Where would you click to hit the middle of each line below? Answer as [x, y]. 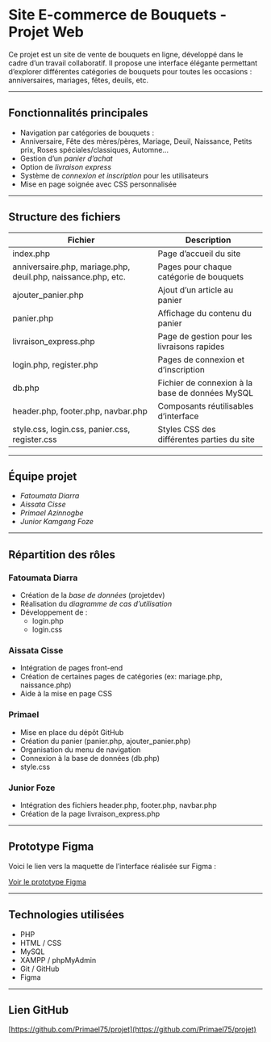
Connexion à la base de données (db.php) [90, 758]
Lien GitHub [39, 1010]
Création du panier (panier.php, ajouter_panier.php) [105, 741]
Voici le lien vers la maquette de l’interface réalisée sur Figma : [112, 866]
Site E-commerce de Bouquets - [118, 15]
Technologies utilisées [67, 915]
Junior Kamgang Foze [57, 522]
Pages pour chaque [195, 267]
